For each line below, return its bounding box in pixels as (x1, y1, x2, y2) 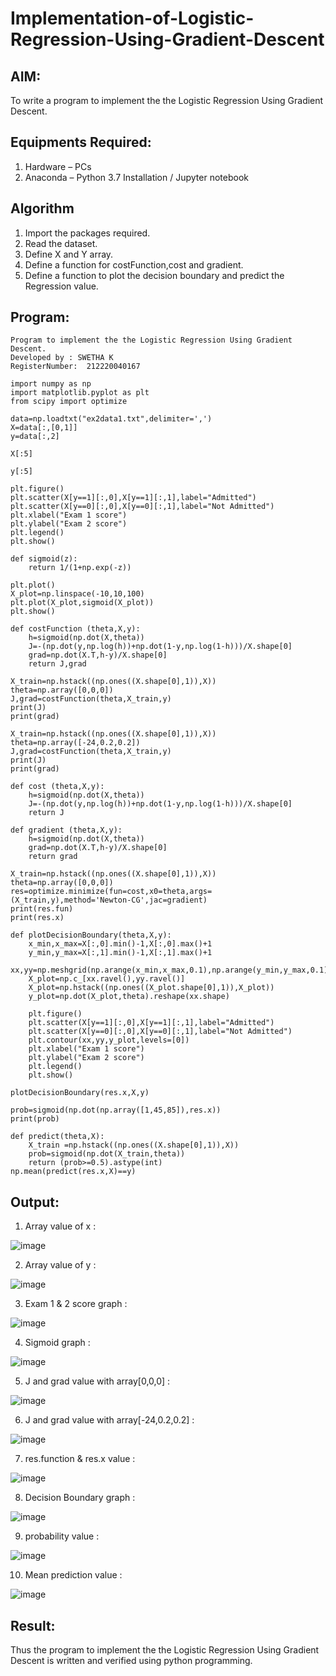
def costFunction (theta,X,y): (10, 624, 141, 634)
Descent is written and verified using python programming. (10, 1655, 253, 1667)
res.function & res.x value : (24, 1453, 136, 1465)
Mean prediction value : (24, 1569, 123, 1581)
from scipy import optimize (10, 397, 128, 407)
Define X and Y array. (24, 248, 114, 260)
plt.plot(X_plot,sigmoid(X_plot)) (10, 598, 155, 608)
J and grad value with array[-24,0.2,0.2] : (24, 1414, 195, 1426)
